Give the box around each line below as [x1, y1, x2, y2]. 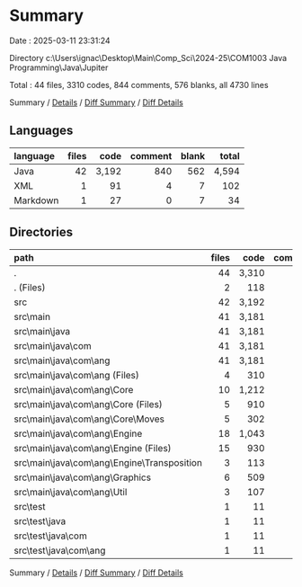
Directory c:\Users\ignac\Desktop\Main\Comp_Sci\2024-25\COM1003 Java [9, 52, 288, 63]
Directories [9, 225, 74, 240]
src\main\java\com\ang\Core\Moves [13, 413, 164, 425]
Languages [9, 123, 74, 138]
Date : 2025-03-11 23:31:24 [9, 35, 111, 46]
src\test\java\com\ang [13, 544, 106, 556]
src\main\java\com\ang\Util [13, 485, 128, 498]
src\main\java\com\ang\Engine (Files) [13, 441, 173, 454]
